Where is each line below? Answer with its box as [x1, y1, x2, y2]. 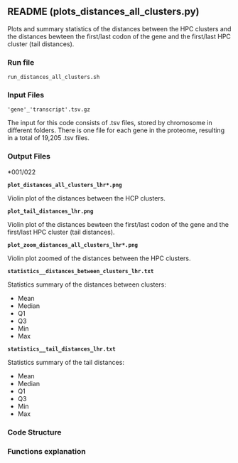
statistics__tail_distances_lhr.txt [7, 345, 116, 353]
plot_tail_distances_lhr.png [7, 208, 94, 215]
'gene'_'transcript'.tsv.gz [7, 106, 91, 113]
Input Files [7, 90, 45, 100]
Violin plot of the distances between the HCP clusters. [7, 193, 166, 202]
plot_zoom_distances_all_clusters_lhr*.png [7, 241, 139, 248]
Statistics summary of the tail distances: [7, 358, 124, 366]
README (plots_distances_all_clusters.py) [7, 6, 200, 18]
